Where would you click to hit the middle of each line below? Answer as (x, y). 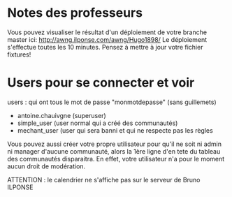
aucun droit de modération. (46, 166)
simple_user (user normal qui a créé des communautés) (97, 123)
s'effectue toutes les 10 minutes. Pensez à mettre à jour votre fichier (105, 47)
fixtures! (19, 54)
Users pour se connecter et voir (101, 83)
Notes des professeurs (75, 13)
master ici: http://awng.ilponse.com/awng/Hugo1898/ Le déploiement (107, 39)
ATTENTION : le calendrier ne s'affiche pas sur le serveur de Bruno (104, 180)
